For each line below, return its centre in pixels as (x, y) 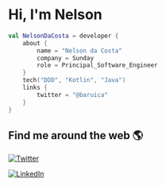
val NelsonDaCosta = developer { (64, 36)
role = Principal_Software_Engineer (97, 65)
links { (35, 88)
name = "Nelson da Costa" (80, 50)
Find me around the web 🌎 (76, 136)
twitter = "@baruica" (73, 95)
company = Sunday (65, 58)
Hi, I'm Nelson (56, 15)
